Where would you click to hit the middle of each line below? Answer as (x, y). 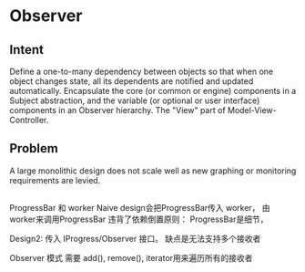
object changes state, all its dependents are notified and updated (132, 81)
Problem (34, 148)
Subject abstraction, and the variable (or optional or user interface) (135, 100)
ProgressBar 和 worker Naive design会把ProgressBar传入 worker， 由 (140, 208)
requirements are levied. (55, 180)
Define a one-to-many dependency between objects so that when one (142, 71)
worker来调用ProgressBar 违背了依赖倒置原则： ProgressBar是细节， (139, 219)
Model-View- (252, 110)
